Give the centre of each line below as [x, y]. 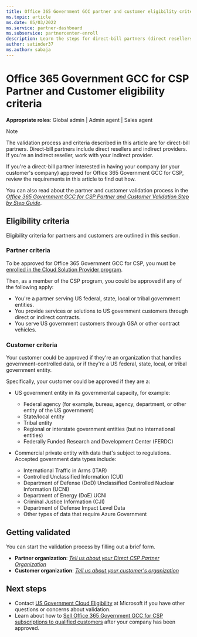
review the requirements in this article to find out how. [71, 179]
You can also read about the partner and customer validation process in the [97, 190]
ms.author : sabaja [28, 50]
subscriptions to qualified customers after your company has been [95, 622]
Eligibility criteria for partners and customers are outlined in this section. [93, 235]
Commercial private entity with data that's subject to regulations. [93, 453]
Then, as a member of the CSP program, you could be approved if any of [94, 281]
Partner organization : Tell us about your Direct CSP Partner [87, 558]
